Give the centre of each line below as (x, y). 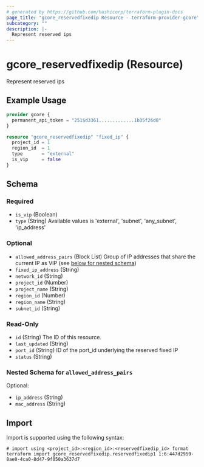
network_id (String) (39, 276)
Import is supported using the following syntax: (65, 438)
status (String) (34, 357)
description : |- (27, 29)
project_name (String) (42, 289)
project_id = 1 (31, 143)
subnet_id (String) (38, 308)
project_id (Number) (42, 282)
